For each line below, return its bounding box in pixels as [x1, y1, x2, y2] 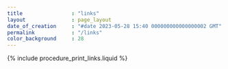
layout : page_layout [7, 16, 112, 23]
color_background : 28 [7, 36, 84, 42]
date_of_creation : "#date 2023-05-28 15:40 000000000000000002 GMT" [7, 23, 223, 29]
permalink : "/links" [7, 29, 103, 36]
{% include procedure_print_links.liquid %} [7, 54, 128, 62]
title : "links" [7, 10, 99, 17]
